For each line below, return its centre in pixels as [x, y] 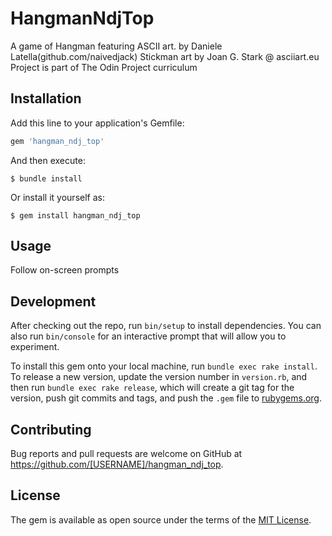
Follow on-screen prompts [65, 270]
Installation [46, 98]
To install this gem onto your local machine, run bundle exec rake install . [164, 366]
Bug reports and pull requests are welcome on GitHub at [126, 454]
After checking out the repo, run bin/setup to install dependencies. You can [166, 326]
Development [53, 301]
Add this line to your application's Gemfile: [97, 123]
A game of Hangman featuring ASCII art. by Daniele [116, 46]
